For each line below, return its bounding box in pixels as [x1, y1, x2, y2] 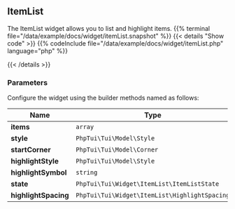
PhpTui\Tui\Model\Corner [76, 146, 159, 154]
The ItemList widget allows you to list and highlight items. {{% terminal [7, 24, 211, 32]
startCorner [10, 145, 51, 155]
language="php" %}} [7, 46, 69, 55]
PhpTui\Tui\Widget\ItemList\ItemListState [76, 180, 220, 188]
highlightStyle [10, 156, 59, 166]
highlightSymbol [10, 168, 67, 177]
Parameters [7, 77, 48, 87]
